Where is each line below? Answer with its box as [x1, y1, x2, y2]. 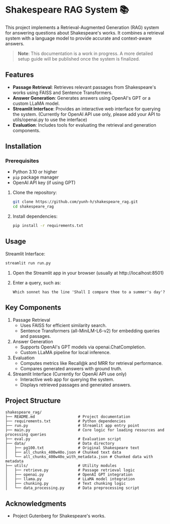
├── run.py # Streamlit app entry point [5, 423, 140, 428]
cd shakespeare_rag [12, 204, 54, 209]
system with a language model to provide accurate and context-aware [5, 35, 152, 41]
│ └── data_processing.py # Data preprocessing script [5, 485, 140, 491]
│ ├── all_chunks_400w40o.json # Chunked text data [5, 450, 122, 455]
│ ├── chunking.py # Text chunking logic [5, 481, 126, 486]
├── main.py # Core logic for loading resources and [5, 428, 165, 433]
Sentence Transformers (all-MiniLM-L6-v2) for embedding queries [20, 328, 160, 334]
